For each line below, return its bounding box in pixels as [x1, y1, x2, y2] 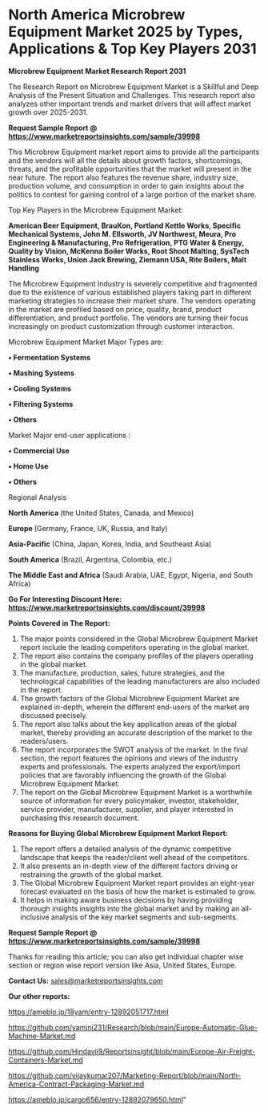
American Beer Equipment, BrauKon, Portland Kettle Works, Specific [8, 221, 242, 230]
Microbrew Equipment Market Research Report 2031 [8, 66, 186, 75]
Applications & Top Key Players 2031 [8, 40, 258, 58]
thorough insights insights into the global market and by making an [19, 903, 240, 913]
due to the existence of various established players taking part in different [8, 287, 252, 297]
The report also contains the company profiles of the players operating [19, 651, 254, 660]
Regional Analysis [8, 492, 67, 502]
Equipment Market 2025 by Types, [8, 22, 243, 41]
